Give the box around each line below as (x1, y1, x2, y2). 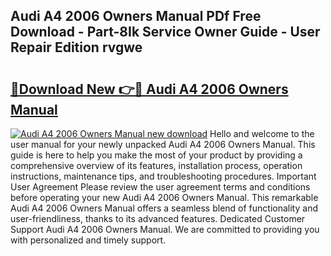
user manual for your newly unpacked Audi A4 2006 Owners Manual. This (10, 139, 316, 150)
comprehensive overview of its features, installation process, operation (10, 160, 303, 171)
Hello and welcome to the (209, 128, 315, 139)
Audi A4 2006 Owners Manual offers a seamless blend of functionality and (10, 202, 318, 214)
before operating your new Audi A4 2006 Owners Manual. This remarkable (10, 192, 319, 203)
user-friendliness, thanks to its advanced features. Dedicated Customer (10, 213, 306, 224)
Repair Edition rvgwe (10, 39, 143, 56)
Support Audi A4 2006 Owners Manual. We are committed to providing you (10, 224, 320, 235)
